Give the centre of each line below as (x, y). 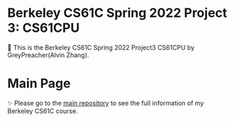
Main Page (39, 84)
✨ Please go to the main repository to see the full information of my (106, 103)
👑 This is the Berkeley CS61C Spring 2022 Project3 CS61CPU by (101, 47)
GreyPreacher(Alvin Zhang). (48, 55)
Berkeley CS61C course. (43, 111)
